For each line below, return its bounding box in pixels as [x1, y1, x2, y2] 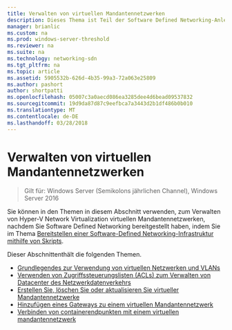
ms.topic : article [7, 68, 60, 75]
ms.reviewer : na [7, 42, 54, 49]
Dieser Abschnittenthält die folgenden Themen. [7, 250, 142, 259]
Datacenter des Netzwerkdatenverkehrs [17, 278, 131, 287]
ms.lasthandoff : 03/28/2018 [7, 119, 88, 127]
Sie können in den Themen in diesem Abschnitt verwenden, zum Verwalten [7, 208, 221, 216]
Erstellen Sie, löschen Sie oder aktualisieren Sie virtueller [17, 286, 180, 294]
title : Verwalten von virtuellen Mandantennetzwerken [7, 10, 166, 17]
